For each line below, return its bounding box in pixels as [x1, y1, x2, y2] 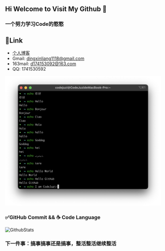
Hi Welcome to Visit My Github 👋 [5, 5, 107, 13]
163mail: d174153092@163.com [12, 61, 77, 67]
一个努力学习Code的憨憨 [5, 21, 64, 28]
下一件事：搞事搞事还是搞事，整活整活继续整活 [5, 240, 117, 247]
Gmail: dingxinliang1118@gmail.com [12, 55, 85, 62]
